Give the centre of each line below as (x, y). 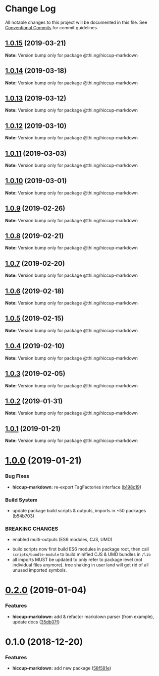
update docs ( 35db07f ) (36, 622)
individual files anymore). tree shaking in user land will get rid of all (80, 565)
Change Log (30, 9)
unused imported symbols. (40, 570)
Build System (22, 500)
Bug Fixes (17, 476)
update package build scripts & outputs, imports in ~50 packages (79, 510)
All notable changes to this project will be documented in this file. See (76, 22)
